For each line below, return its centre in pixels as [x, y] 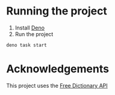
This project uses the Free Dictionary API [57, 85]
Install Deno [30, 28]
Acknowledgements [58, 69]
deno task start [26, 45]
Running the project [57, 11]
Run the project [34, 34]
